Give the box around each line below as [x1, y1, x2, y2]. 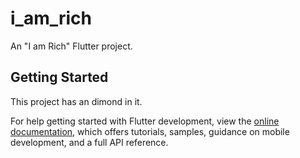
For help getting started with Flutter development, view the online [10, 115, 280, 127]
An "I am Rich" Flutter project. [10, 40, 133, 52]
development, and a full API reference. [10, 136, 169, 148]
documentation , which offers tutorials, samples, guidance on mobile [10, 125, 290, 137]
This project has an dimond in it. [10, 95, 143, 107]
